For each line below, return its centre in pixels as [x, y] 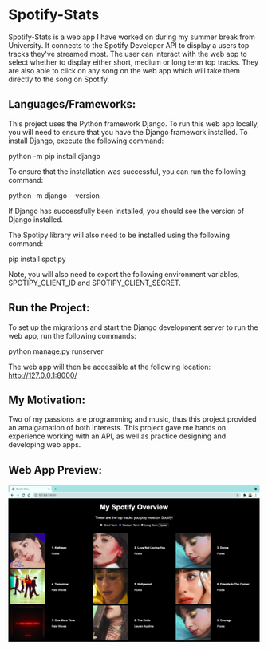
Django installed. [36, 219]
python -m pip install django [55, 156]
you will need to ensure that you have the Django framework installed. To [128, 132]
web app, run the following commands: [73, 335]
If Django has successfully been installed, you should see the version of [126, 211]
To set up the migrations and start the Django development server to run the [133, 327]
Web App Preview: [55, 470]
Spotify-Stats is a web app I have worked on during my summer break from [132, 37]
